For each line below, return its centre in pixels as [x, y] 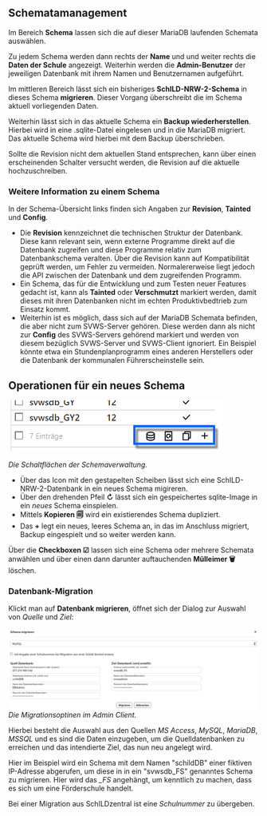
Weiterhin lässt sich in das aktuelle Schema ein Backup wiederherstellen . [130, 121]
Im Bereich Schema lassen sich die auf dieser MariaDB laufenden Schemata [133, 32]
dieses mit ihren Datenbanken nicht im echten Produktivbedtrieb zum [133, 301]
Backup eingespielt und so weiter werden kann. [98, 534]
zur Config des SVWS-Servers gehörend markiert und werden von [129, 335]
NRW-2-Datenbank [51, 488]
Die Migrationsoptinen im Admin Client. [73, 714]
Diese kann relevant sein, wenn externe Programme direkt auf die [127, 241]
